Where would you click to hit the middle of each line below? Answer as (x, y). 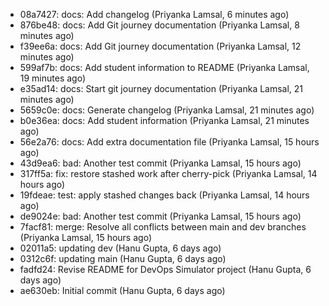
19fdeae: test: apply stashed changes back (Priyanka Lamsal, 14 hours (164, 195)
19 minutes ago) (53, 78)
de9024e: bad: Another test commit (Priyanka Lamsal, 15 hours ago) (160, 216)
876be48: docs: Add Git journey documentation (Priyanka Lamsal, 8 (159, 25)
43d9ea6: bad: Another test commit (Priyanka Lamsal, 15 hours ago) (160, 163)
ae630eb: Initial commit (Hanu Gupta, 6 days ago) (122, 290)
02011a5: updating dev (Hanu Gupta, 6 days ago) (120, 248)
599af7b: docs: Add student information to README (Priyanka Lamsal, (164, 67)
